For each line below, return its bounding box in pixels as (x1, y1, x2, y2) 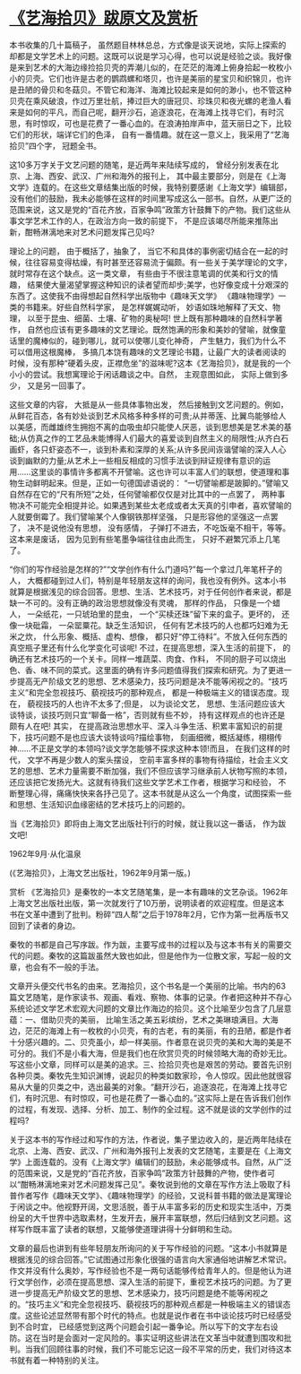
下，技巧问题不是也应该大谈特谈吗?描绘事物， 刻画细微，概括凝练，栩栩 (9, 731, 275, 742)
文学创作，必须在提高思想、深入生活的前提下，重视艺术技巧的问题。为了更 (16, 1276, 292, 1287)
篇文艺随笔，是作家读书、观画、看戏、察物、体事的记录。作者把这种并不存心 (9, 991, 292, 1002)
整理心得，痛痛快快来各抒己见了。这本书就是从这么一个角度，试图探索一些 (16, 788, 292, 799)
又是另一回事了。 (26, 380, 90, 391)
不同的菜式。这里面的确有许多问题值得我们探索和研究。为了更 (47, 664, 276, 675)
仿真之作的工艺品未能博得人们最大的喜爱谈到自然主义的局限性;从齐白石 (27, 432, 289, 444)
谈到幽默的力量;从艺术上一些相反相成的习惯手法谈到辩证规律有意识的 (9, 454, 263, 466)
